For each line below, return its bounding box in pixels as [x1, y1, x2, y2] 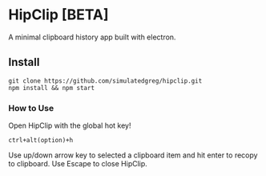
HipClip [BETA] [8, 6, 110, 24]
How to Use [8, 102, 54, 113]
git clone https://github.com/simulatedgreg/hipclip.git [8, 76, 203, 85]
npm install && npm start [8, 84, 95, 92]
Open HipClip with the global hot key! [8, 121, 131, 130]
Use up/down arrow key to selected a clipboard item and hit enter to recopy [8, 150, 258, 160]
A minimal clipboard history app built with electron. [8, 32, 176, 42]
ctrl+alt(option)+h [8, 137, 74, 145]
